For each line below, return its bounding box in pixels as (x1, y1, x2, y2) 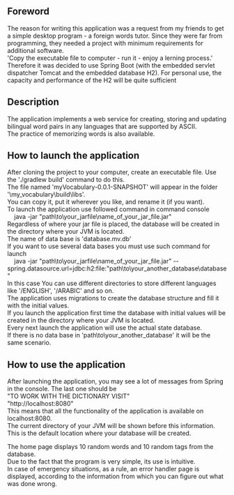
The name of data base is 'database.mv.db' (7, 235, 132, 243)
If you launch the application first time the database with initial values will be (7, 309, 226, 317)
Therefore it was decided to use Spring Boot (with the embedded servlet (7, 61, 215, 69)
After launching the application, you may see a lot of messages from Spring (7, 377, 224, 386)
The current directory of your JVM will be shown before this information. (7, 422, 216, 430)
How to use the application (7, 358, 126, 370)
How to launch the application (7, 150, 140, 162)
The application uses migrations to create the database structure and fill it (7, 294, 219, 303)
